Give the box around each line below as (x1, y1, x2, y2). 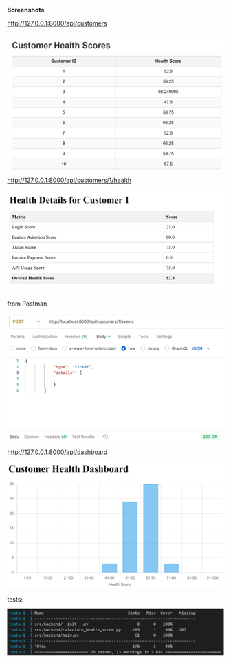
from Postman (7, 299, 47, 308)
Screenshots (7, 6, 45, 14)
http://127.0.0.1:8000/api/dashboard (7, 448, 108, 456)
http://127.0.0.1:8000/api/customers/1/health (7, 176, 132, 184)
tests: (7, 595, 23, 604)
